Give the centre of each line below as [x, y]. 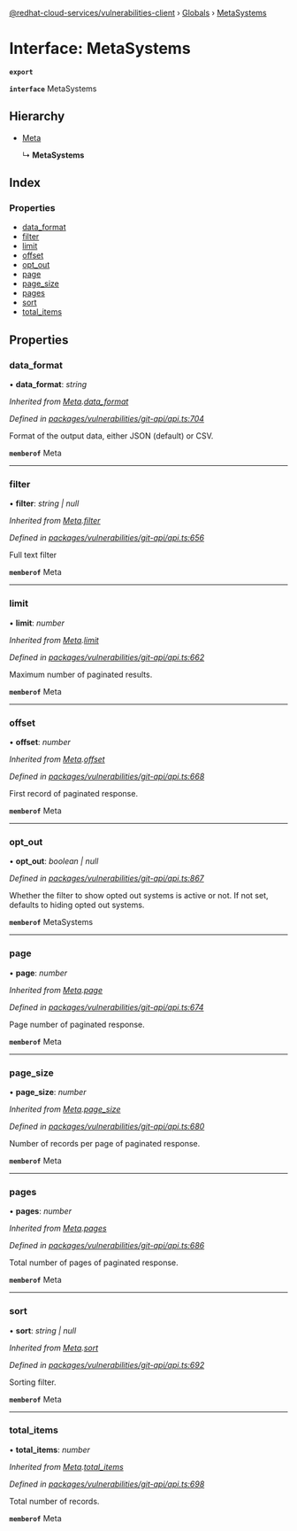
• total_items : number [50, 1449]
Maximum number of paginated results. [81, 674]
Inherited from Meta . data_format [69, 401]
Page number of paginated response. [77, 1024]
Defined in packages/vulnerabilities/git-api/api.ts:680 [107, 1126]
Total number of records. [54, 1501]
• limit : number [37, 623]
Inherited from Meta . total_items [66, 1466]
